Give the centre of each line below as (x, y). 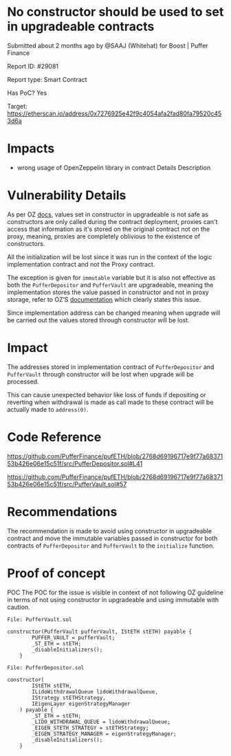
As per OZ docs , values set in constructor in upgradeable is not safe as (108, 214)
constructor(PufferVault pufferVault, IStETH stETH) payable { (100, 632)
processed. (23, 381)
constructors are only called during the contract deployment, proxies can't (112, 221)
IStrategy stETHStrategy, (69, 698)
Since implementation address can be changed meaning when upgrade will (114, 313)
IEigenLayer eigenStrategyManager (81, 704)
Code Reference (54, 437)
